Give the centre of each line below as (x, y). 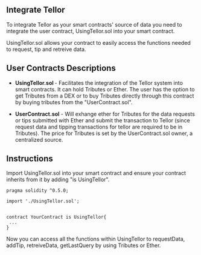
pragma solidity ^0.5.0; (37, 191)
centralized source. (39, 139)
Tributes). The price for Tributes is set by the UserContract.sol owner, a (104, 133)
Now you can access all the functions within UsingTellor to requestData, (96, 239)
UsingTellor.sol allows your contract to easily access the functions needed (99, 42)
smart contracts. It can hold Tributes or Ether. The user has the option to (105, 89)
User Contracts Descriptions (61, 68)
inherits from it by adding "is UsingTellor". (58, 180)
